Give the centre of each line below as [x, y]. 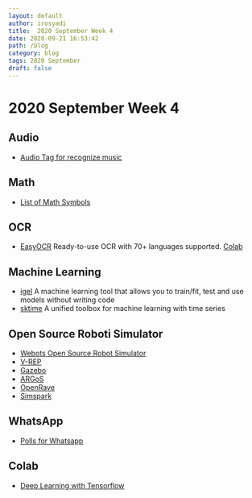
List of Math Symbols [55, 201]
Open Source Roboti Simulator [86, 334]
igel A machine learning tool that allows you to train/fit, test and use [132, 292]
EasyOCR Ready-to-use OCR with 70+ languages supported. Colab [131, 247]
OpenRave [37, 387]
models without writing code [67, 300]
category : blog [34, 53]
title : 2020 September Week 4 [61, 31]
